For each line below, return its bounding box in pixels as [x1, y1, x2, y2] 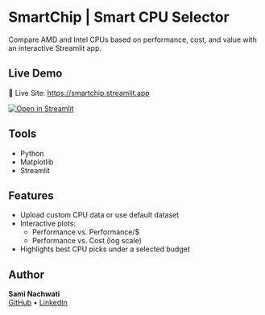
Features [8, 189, 54, 202]
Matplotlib [19, 157, 54, 167]
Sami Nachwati [8, 289, 60, 299]
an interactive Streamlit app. [8, 43, 102, 52]
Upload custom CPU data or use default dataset [19, 210, 180, 220]
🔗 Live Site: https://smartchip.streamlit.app [8, 88, 151, 97]
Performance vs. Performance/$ [31, 227, 140, 237]
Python [19, 148, 44, 158]
